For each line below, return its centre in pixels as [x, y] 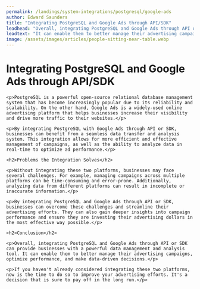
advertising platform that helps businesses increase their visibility [97, 113]
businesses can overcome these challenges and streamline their [87, 207]
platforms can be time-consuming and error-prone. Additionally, [89, 181]
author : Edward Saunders [37, 17]
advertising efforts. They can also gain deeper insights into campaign [98, 212]
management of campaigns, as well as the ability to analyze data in [94, 144]
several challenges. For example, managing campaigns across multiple [96, 175]
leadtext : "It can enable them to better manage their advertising [92, 34]
